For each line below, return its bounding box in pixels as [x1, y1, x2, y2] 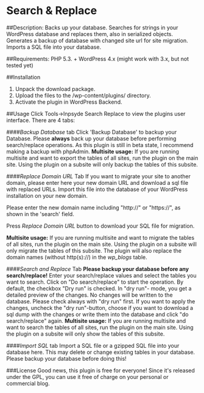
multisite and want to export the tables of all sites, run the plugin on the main [6, 154, 199, 162]
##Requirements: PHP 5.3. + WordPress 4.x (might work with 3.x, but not [6, 55, 189, 62]
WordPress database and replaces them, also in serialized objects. [6, 30, 174, 37]
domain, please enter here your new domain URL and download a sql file [6, 179, 189, 186]
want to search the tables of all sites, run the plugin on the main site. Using [6, 323, 194, 331]
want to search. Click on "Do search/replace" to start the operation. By [6, 278, 184, 286]
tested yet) [6, 62, 33, 69]
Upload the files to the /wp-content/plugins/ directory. [15, 92, 151, 99]
